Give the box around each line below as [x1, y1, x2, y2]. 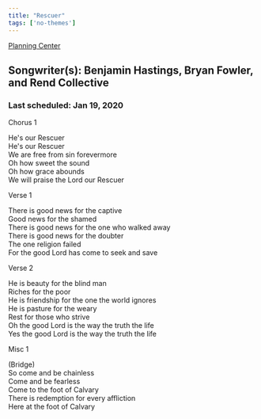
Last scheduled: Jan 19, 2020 [8, 100, 124, 111]
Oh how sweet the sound [8, 158, 90, 168]
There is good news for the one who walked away [8, 223, 171, 232]
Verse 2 [8, 263, 34, 273]
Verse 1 [8, 191, 32, 200]
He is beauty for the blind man [8, 279, 107, 288]
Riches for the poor [8, 287, 71, 297]
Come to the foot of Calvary [8, 385, 99, 394]
